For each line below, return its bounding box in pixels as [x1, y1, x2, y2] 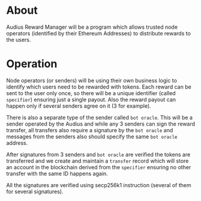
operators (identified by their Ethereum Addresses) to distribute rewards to [6, 29, 191, 36]
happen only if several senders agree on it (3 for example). [6, 102, 151, 109]
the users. [6, 36, 31, 43]
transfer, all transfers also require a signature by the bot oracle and [6, 126, 173, 133]
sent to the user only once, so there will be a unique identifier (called [6, 89, 176, 96]
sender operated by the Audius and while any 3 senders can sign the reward [6, 120, 196, 127]
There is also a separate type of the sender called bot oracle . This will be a [6, 114, 193, 121]
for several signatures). [6, 188, 64, 195]
